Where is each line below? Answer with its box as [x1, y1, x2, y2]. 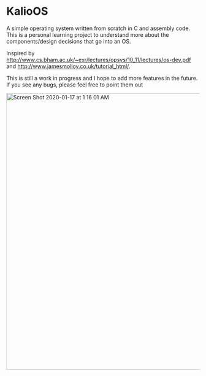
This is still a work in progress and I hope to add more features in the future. [6, 74, 198, 82]
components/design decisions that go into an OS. [6, 37, 131, 45]
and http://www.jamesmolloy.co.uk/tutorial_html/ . [6, 63, 131, 70]
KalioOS [6, 4, 48, 18]
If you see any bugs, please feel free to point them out [6, 81, 143, 88]
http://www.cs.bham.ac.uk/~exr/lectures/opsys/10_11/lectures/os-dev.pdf [6, 56, 191, 63]
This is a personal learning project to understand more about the [6, 31, 169, 38]
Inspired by [6, 49, 35, 56]
